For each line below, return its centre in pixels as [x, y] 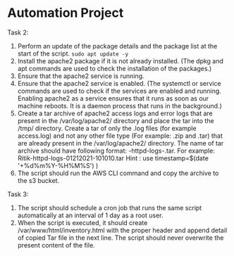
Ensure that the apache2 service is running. [81, 76]
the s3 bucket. [38, 180]
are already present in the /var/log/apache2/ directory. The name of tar [121, 143]
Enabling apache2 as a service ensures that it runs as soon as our [113, 98]
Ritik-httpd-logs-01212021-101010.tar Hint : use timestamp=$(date [113, 158]
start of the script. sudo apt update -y [73, 53]
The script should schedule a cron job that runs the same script [110, 207]
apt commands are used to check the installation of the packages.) [115, 68]
